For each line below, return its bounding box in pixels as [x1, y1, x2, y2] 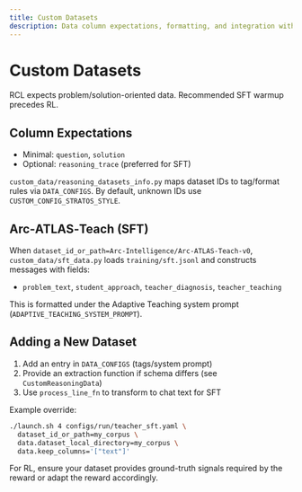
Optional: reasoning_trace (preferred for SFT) [22, 159, 191, 170]
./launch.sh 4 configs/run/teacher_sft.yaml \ [9, 421, 187, 431]
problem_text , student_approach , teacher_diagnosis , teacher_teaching [22, 282, 282, 293]
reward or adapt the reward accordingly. [9, 472, 159, 483]
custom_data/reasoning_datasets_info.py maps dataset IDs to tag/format [9, 176, 280, 187]
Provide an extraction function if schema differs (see [22, 367, 218, 378]
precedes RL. [9, 100, 58, 110]
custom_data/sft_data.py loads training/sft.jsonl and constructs [9, 255, 257, 266]
